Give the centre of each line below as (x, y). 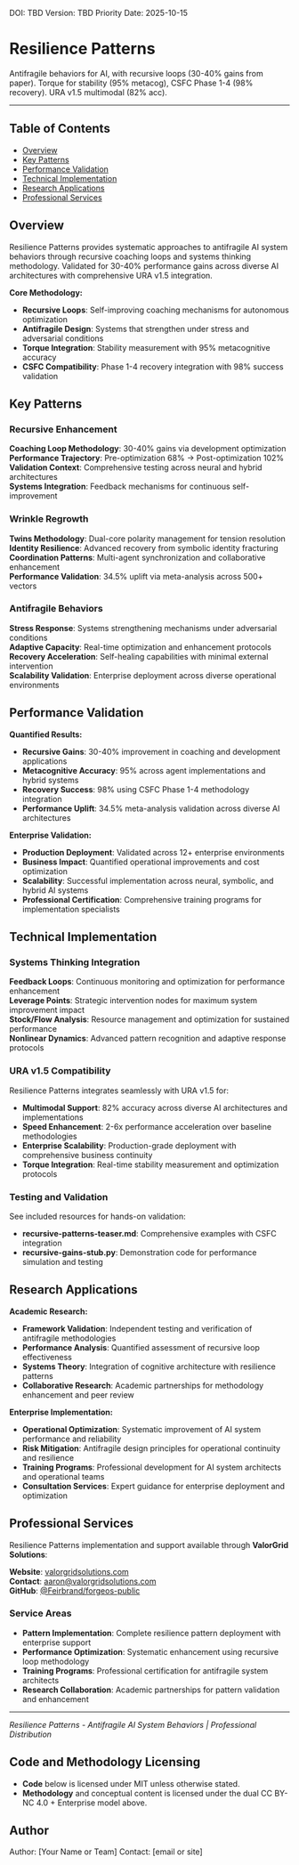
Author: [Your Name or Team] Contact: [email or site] (106, 1852)
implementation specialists (71, 909)
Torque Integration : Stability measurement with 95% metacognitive (146, 347)
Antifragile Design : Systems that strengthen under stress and (135, 328)
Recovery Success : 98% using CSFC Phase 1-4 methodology (136, 789)
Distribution (30, 1734)
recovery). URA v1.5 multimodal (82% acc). (88, 92)
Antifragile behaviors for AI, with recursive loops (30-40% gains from (137, 73)
